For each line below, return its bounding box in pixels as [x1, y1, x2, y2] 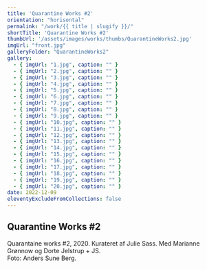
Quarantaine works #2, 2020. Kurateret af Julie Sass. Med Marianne [7, 239, 200, 248]
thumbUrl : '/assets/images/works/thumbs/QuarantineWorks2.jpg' [7, 36, 193, 43]
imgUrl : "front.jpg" [7, 42, 67, 49]
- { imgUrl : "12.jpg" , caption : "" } [13, 131, 122, 138]
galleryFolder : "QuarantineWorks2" [7, 49, 109, 56]
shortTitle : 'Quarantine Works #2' [7, 29, 109, 36]
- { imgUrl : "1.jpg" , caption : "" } [13, 61, 118, 68]
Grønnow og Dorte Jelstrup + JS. [7, 246, 101, 255]
